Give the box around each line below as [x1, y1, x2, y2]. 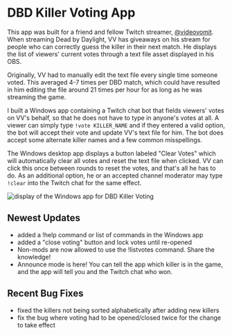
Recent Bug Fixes [7, 288, 84, 300]
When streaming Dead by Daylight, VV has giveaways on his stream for [7, 35, 211, 43]
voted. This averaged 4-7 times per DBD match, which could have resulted [7, 78, 220, 86]
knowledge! [17, 252, 51, 261]
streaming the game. [7, 92, 66, 101]
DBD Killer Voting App [7, 5, 136, 21]
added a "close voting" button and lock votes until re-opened [17, 238, 193, 246]
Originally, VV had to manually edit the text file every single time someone [7, 71, 218, 79]
